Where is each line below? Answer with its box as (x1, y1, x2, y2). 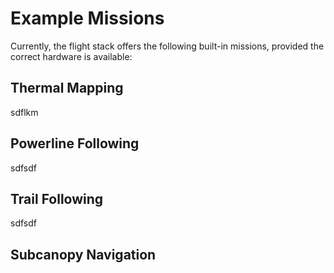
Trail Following (10, 190, 104, 207)
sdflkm (10, 106, 39, 118)
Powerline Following (10, 135, 140, 152)
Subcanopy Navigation (10, 246, 157, 263)
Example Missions (10, 7, 165, 30)
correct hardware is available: (10, 50, 133, 62)
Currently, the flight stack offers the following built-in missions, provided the (10, 40, 325, 52)
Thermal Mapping (10, 80, 124, 97)
